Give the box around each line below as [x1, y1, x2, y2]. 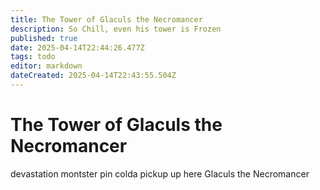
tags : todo [10, 52, 56, 62]
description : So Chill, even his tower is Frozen [10, 24, 222, 34]
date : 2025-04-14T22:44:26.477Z [10, 42, 145, 53]
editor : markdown [10, 61, 83, 71]
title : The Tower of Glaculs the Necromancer [10, 14, 203, 25]
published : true [10, 33, 78, 43]
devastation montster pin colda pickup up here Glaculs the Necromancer [10, 167, 310, 180]
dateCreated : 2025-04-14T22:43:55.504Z [10, 71, 177, 81]
